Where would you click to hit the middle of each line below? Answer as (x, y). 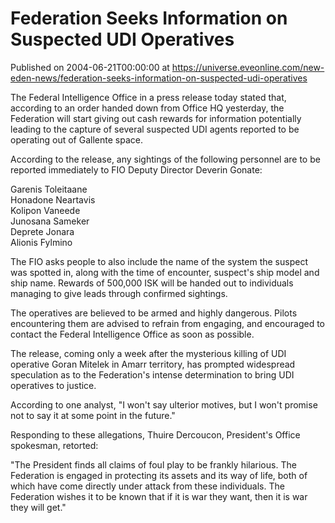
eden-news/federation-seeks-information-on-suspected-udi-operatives (159, 78)
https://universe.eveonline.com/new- (248, 67)
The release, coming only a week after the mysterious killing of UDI (148, 353)
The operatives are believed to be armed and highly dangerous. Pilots (154, 313)
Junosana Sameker (50, 221)
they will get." (38, 507)
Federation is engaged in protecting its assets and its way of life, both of (159, 475)
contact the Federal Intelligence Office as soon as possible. (132, 334)
